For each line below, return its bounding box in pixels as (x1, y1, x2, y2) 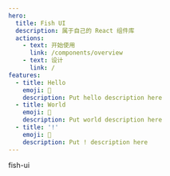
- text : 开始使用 (22, 42, 76, 50)
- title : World (15, 101, 66, 109)
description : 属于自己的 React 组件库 (15, 26, 135, 34)
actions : (15, 34, 45, 42)
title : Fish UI (15, 19, 66, 27)
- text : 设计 (22, 57, 64, 65)
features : (8, 71, 42, 79)
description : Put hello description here (22, 94, 162, 102)
